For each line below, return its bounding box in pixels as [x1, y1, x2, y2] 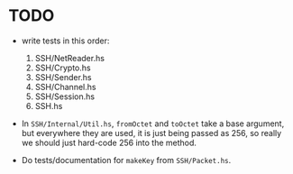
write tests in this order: [21, 35, 110, 46]
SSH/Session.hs [34, 91, 96, 102]
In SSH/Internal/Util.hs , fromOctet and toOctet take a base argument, [21, 118, 285, 129]
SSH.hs [34, 100, 63, 111]
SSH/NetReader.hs [34, 52, 105, 63]
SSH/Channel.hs [34, 81, 96, 92]
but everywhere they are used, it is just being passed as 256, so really [21, 127, 282, 138]
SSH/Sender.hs [34, 71, 92, 82]
